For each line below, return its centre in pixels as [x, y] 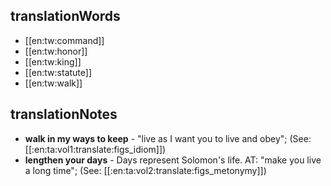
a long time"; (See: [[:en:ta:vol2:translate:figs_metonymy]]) [145, 170]
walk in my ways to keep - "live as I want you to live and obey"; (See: [168, 138]
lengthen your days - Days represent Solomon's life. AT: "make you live [173, 160]
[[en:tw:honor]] [56, 51]
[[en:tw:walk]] [53, 83]
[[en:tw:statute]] [58, 72]
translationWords [65, 16]
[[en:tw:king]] [53, 61]
